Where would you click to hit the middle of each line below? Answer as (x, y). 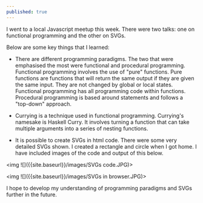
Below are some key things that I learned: (58, 47)
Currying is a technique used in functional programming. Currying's (99, 115)
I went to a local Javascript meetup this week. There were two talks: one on (101, 29)
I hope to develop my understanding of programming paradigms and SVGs (99, 188)
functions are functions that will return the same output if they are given (105, 78)
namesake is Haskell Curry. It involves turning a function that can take (102, 122)
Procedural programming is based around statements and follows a (99, 97)
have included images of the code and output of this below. (89, 153)
